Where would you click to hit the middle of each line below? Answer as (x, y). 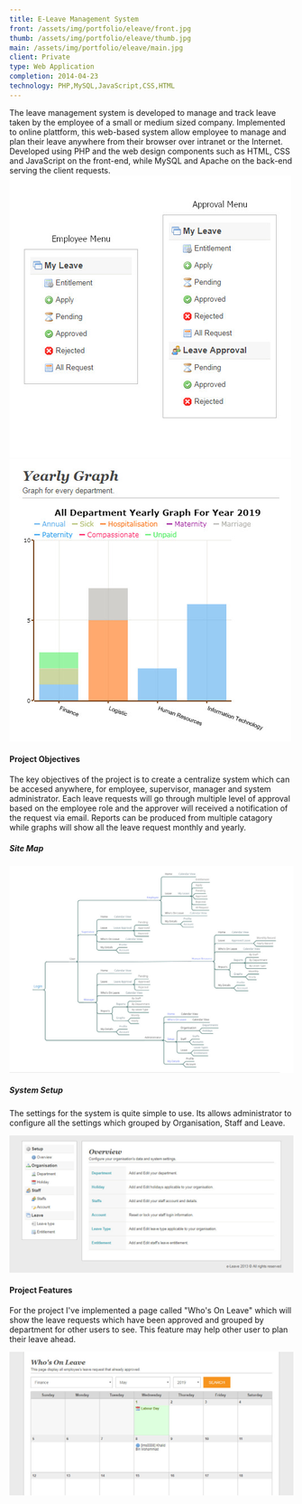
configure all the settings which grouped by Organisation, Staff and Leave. (147, 1123)
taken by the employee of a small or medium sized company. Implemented (147, 122)
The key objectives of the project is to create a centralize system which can (150, 779)
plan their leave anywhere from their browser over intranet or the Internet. (146, 141)
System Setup (36, 1090)
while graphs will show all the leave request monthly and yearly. (128, 827)
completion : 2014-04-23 (54, 77)
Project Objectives (45, 759)
